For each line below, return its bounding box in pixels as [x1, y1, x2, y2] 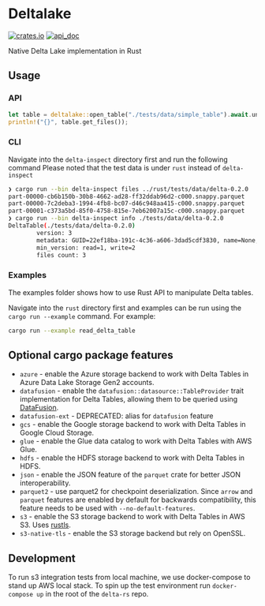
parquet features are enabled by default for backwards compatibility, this [19, 495, 256, 505]
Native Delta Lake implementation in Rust [8, 46, 142, 55]
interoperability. [19, 478, 71, 488]
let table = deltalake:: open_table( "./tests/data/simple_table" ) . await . [8, 110, 252, 118]
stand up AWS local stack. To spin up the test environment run [8, 581, 211, 590]
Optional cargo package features [8, 348, 174, 361]
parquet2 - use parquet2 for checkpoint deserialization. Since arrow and [19, 487, 253, 496]
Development [8, 552, 77, 565]
